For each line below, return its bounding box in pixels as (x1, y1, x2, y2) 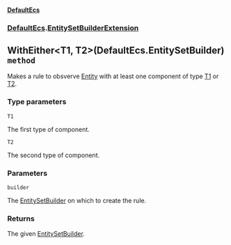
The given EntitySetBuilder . (7, 230, 85, 238)
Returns (7, 214, 35, 223)
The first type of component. (7, 125, 90, 133)
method (7, 55, 36, 66)
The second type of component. (7, 151, 99, 159)
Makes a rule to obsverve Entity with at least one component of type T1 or (7, 72, 219, 80)
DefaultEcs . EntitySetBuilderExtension (7, 23, 139, 33)
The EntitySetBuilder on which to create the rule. (7, 196, 147, 205)
